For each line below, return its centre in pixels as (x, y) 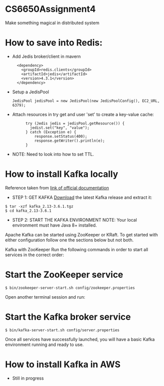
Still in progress (28, 378)
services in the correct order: (35, 255)
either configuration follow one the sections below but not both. (69, 240)
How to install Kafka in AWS (63, 364)
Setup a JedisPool (30, 92)
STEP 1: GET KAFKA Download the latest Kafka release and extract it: (82, 197)
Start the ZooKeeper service (64, 274)
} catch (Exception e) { (51, 132)
